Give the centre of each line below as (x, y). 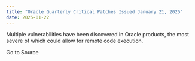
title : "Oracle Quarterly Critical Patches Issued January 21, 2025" (95, 12)
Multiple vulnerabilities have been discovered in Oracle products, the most (98, 34)
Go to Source (22, 52)
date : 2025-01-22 (28, 17)
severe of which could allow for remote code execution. (75, 41)
